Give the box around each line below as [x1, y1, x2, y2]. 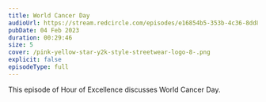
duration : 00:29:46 [8, 33, 73, 42]
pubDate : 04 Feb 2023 [8, 26, 80, 34]
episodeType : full [8, 63, 69, 71]
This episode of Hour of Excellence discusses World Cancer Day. [8, 85, 221, 94]
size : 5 [8, 41, 34, 49]
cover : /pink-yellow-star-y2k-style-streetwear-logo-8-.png [8, 48, 211, 56]
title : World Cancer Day [8, 11, 90, 20]
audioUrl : [8, 19, 41, 27]
